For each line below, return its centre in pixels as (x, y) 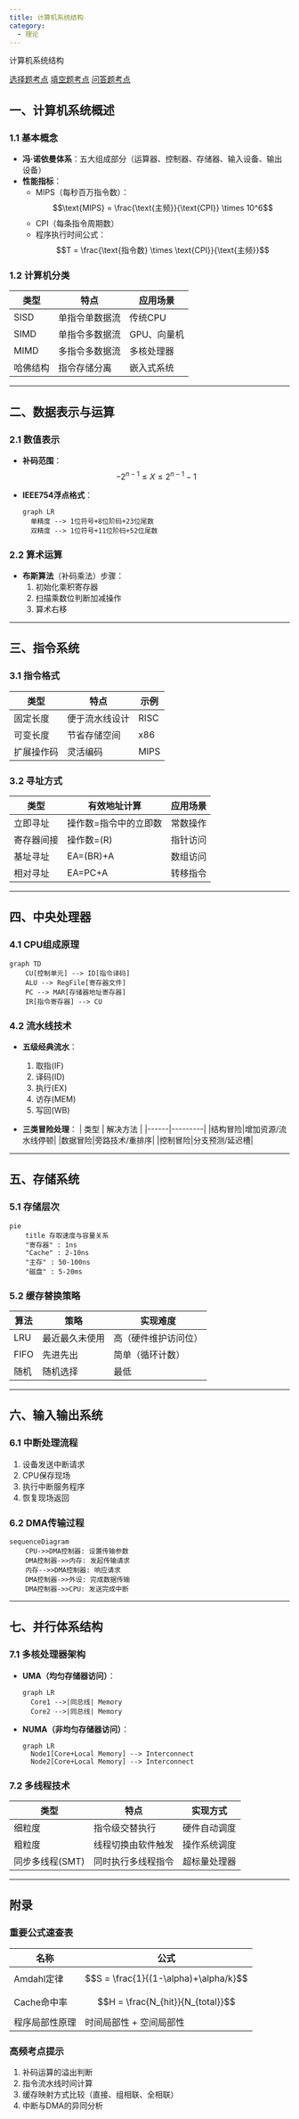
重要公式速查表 (41, 1933)
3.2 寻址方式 (36, 780)
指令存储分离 (85, 368)
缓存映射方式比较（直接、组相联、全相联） (100, 2094)
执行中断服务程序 (53, 1486)
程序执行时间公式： (71, 235)
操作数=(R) (90, 840)
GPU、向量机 (157, 335)
